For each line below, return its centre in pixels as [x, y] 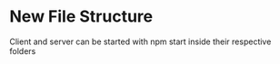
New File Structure [81, 17]
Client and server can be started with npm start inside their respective [140, 41]
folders [23, 50]
